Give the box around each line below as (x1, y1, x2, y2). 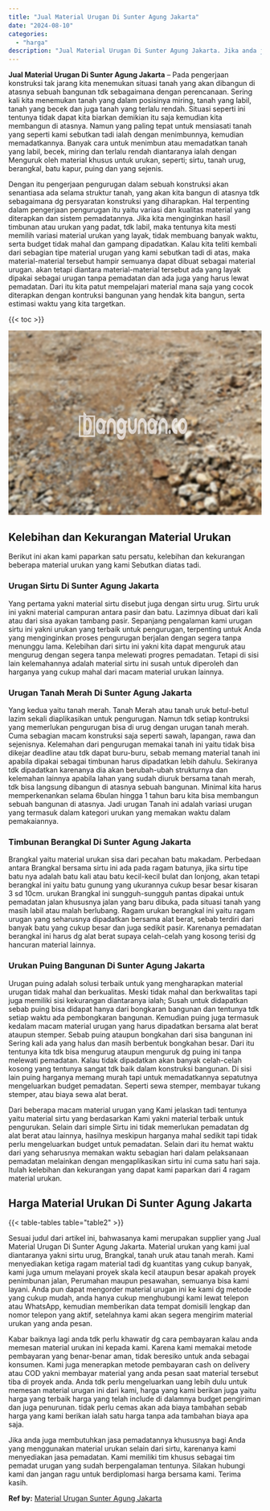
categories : (8, 30, 48, 38)
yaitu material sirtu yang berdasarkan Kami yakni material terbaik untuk (8, 1113, 244, 1123)
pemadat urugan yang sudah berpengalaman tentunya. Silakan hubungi (8, 1461, 245, 1471)
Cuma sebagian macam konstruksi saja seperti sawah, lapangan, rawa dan (8, 731, 256, 741)
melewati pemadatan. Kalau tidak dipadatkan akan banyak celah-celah (8, 1055, 243, 1065)
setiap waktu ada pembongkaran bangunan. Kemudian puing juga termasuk (8, 1013, 259, 1022)
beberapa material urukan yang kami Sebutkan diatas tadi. (8, 560, 202, 570)
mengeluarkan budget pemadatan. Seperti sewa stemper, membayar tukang (8, 1081, 261, 1091)
